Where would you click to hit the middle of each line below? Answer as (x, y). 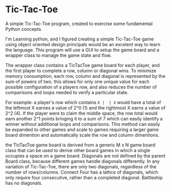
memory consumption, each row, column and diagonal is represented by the (86, 76)
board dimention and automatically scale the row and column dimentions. (82, 135)
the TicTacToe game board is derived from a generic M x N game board (80, 145)
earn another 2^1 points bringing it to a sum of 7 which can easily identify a (84, 118)
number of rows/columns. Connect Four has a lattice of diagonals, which (82, 172)
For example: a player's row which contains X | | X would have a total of (83, 102)
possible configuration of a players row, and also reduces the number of (81, 87)
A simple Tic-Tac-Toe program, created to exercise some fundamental (79, 24)
